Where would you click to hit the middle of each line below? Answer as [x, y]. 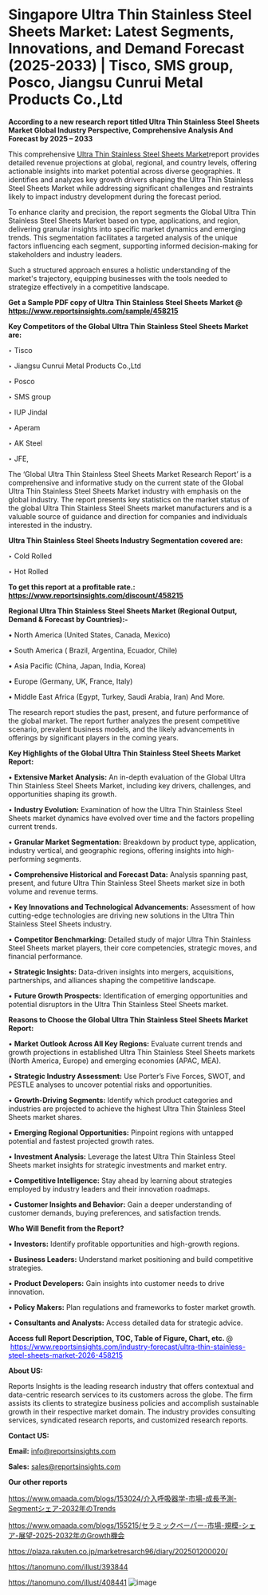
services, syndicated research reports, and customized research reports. [128, 1420]
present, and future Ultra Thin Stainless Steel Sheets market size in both [127, 883]
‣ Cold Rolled [30, 556]
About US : [26, 1371]
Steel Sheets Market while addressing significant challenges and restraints [131, 188]
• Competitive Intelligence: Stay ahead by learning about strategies [120, 1180]
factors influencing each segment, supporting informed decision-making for [133, 246]
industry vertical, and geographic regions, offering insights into [112, 850]
